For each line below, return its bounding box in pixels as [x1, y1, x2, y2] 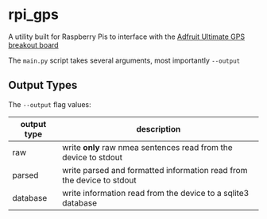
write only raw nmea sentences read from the [62, 141, 233, 152]
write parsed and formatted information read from [62, 164, 248, 175]
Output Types [8, 79, 78, 92]
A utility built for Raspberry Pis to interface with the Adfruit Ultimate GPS [8, 32, 245, 41]
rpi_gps [8, 6, 60, 24]
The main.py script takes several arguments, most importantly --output [8, 56, 241, 65]
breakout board [8, 40, 59, 49]
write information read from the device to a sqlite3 [62, 187, 250, 198]
